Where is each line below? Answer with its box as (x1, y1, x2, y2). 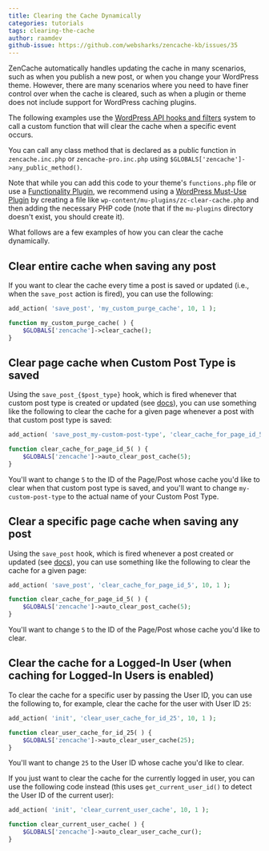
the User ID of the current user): (8, 790, 114, 801)
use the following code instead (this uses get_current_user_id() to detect (8, 782, 252, 792)
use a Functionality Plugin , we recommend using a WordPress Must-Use (8, 187, 247, 196)
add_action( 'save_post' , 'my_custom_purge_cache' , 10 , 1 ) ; (8, 304, 217, 312)
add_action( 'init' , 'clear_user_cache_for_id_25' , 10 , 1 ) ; (8, 714, 217, 722)
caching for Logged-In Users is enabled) (8, 669, 215, 683)
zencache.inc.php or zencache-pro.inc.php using (8, 154, 169, 164)
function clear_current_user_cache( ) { (8, 821, 146, 829)
